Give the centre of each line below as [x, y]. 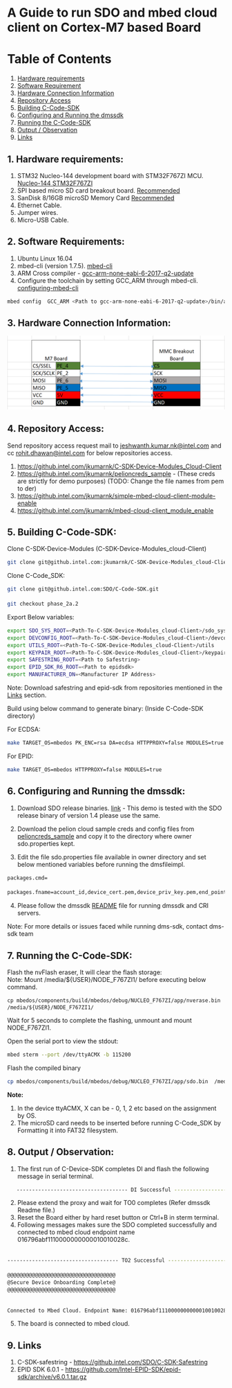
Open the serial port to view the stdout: [63, 1041]
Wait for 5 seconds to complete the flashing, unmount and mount [99, 1020]
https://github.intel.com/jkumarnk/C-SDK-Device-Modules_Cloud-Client [119, 466]
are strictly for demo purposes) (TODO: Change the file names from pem [120, 481]
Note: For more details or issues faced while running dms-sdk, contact [107, 926]
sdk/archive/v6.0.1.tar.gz [52, 1377]
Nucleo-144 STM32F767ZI [55, 183]
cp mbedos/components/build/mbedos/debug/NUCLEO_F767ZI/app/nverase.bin [114, 1001]
